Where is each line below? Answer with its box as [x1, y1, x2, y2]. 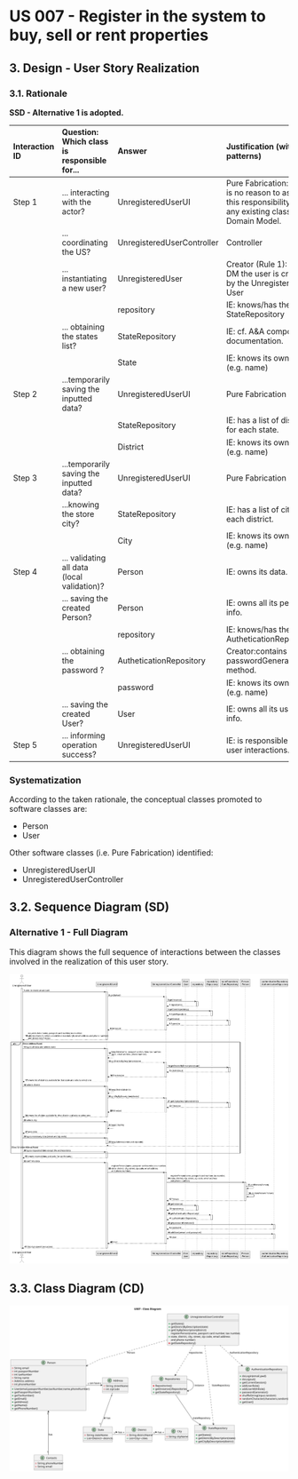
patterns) [225, 150, 262, 161]
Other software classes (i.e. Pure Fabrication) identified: [9, 847, 214, 858]
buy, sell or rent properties [9, 25, 209, 45]
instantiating [61, 273, 107, 283]
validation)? [61, 580, 105, 592]
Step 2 [12, 388, 37, 399]
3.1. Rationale [9, 87, 68, 99]
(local [61, 571, 82, 582]
